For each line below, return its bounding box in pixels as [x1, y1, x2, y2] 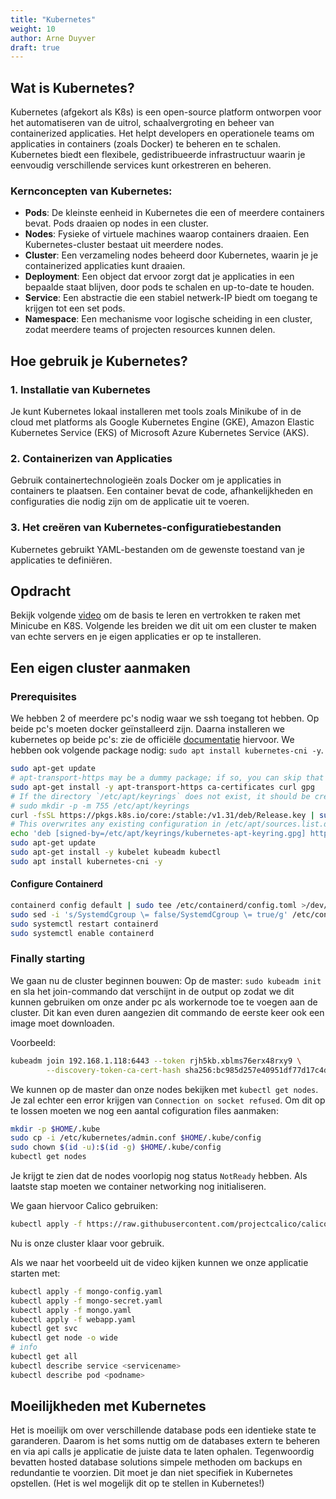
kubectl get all [10, 1352, 78, 1362]
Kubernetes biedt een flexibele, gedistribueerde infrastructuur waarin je [10, 149, 306, 161]
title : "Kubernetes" [10, 14, 97, 25]
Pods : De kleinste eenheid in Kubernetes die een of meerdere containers [24, 207, 325, 219]
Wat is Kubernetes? [10, 79, 135, 96]
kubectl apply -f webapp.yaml [10, 1314, 137, 1325]
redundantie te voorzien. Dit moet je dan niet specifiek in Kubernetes [10, 1467, 293, 1479]
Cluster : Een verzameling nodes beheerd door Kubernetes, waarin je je [24, 249, 319, 261]
